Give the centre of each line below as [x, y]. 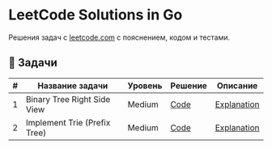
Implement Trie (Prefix [68, 122]
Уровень [145, 85]
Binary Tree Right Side [68, 99]
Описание [238, 85]
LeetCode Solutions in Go [96, 15]
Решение [189, 85]
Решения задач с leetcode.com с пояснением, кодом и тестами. [119, 37]
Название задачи [73, 85]
